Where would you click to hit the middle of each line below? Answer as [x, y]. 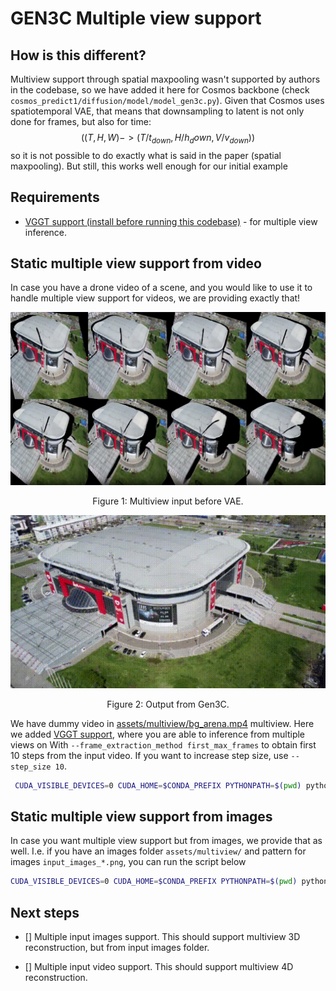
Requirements [55, 197]
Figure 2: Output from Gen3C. [168, 704]
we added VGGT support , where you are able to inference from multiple [158, 734]
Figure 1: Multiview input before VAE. [168, 501]
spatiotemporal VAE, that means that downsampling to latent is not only [157, 111]
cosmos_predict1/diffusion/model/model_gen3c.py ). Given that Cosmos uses [167, 100]
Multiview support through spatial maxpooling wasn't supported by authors [165, 79]
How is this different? [78, 55]
